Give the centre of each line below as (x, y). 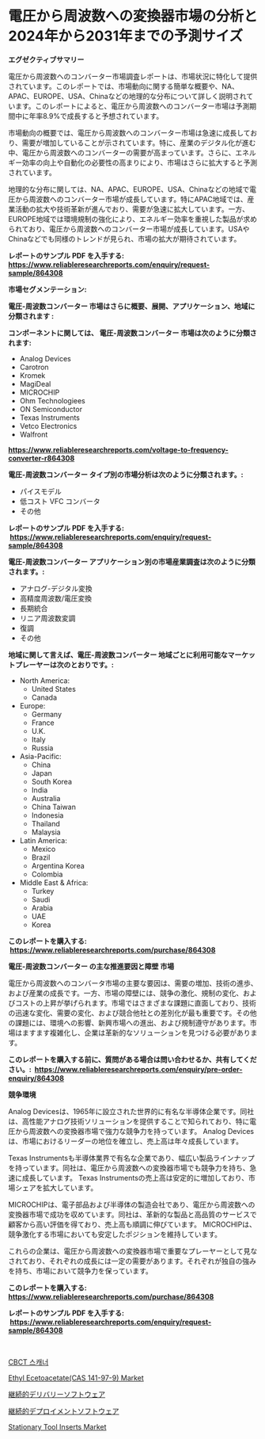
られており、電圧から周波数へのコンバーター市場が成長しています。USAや (129, 229)
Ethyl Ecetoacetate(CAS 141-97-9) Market (76, 1378)
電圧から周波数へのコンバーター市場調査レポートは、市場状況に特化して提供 (133, 76)
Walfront (34, 434)
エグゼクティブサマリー (46, 59)
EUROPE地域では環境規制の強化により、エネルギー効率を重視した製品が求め (133, 219)
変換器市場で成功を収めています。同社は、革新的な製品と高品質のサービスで (132, 1214)
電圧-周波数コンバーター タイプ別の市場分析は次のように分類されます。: (126, 474)
